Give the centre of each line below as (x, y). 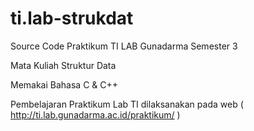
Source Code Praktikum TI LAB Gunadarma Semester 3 (124, 46)
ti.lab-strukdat (72, 18)
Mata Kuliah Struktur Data (63, 65)
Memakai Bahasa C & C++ (64, 84)
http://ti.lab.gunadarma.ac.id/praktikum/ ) (95, 114)
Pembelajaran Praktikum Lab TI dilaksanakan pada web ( (127, 104)
